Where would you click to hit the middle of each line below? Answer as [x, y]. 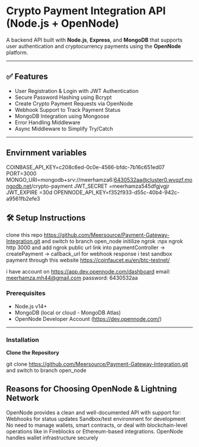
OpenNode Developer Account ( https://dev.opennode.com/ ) [88, 319]
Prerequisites [26, 293]
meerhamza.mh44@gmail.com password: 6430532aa [72, 278]
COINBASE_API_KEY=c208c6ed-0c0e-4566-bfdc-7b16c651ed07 [85, 167]
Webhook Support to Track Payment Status [68, 110]
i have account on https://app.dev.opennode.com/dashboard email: [88, 272]
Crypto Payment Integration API [86, 11]
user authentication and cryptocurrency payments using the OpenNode [94, 46]
